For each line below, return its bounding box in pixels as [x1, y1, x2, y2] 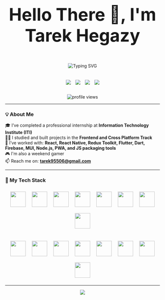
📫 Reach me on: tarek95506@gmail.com [5, 158, 91, 164]
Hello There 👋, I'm [9, 4, 156, 25]
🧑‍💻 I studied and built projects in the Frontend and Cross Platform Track [5, 134, 152, 141]
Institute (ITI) [5, 130, 32, 135]
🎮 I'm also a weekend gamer [5, 151, 65, 157]
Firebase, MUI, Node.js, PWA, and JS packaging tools [5, 145, 116, 151]
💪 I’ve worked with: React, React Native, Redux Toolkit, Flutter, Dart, [5, 140, 145, 146]
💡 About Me [5, 111, 34, 118]
